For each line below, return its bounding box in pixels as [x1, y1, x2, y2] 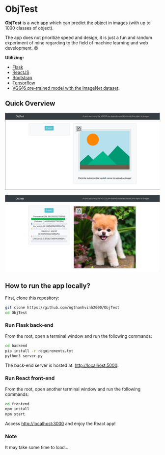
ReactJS [12, 69, 29, 75]
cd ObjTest [5, 310, 27, 315]
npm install [5, 407, 29, 412]
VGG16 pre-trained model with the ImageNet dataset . [12, 85, 120, 91]
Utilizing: [5, 54, 24, 60]
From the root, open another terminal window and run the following [5, 386, 141, 392]
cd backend [5, 343, 27, 348]
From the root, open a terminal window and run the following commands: [5, 333, 152, 339]
